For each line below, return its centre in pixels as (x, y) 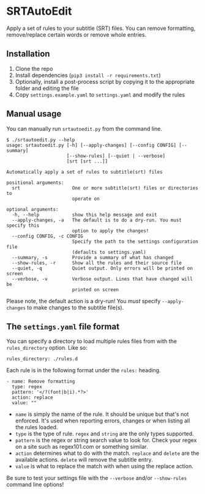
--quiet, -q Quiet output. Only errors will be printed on (102, 268)
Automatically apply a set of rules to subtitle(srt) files (85, 172)
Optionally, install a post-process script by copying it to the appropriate (105, 81)
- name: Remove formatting (41, 382)
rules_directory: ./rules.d (42, 359)
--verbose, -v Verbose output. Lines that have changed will (102, 279)
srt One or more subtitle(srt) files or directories (105, 188)
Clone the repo (34, 68)
